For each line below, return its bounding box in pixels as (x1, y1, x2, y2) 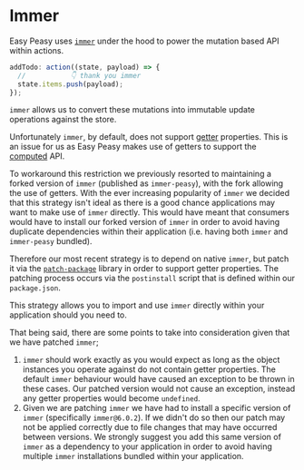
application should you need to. (9, 309, 127, 320)
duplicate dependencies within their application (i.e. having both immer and (9, 226, 289, 237)
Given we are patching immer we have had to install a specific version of (22, 403, 291, 414)
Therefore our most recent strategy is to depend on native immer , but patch (9, 253, 289, 264)
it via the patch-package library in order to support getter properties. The (9, 263, 279, 274)
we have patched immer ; (9, 337, 99, 348)
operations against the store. (9, 114, 117, 125)
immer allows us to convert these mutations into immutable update (9, 104, 256, 115)
